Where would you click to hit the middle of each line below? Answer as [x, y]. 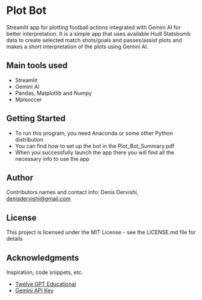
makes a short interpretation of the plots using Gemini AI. [77, 47]
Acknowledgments [43, 258]
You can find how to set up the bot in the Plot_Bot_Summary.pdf [95, 146]
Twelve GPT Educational [45, 284]
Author [20, 178]
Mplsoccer [28, 99]
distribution [29, 139]
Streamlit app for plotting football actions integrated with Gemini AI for [93, 27]
